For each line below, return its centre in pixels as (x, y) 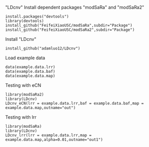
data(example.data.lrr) (30, 67)
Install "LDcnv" (21, 39)
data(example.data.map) (30, 76)
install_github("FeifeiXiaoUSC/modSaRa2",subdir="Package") (70, 30)
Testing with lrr (21, 117)
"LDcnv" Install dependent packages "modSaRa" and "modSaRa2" (75, 7)
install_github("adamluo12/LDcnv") (43, 48)
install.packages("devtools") (37, 17)
